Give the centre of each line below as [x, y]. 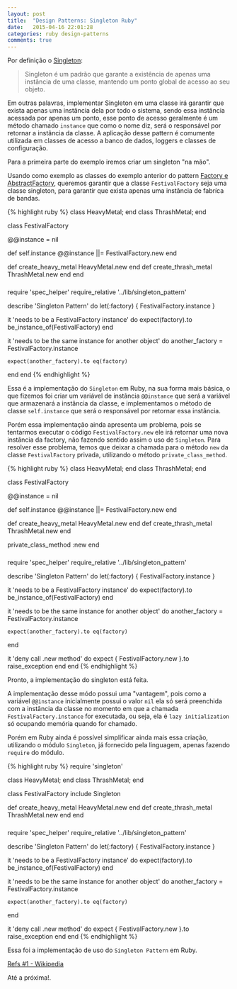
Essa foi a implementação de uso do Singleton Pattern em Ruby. [103, 950]
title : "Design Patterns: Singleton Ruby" [73, 21]
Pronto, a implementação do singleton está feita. [78, 680]
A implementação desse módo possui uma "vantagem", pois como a [107, 693]
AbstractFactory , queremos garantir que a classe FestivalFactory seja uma [117, 183]
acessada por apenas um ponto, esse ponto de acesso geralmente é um [112, 118]
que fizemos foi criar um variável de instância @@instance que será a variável [119, 396]
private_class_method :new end [53, 545]
